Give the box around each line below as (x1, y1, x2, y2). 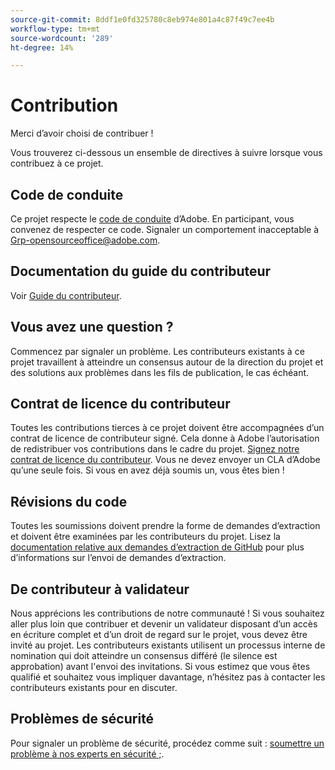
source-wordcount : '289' (10, 33, 114, 43)
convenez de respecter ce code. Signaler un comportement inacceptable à (10, 224, 320, 235)
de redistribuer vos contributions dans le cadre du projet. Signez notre (10, 443, 300, 455)
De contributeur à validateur (10, 581, 190, 598)
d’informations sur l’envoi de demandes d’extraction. (10, 552, 227, 564)
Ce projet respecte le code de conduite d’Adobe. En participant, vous (10, 213, 295, 225)
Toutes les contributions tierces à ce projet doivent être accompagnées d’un (10, 422, 325, 434)
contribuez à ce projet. (10, 157, 104, 170)
